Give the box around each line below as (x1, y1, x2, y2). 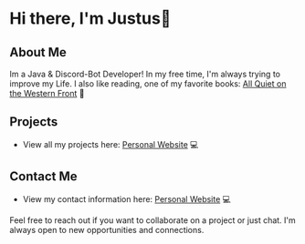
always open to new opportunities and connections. (9, 224, 205, 235)
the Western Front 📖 (9, 88, 85, 98)
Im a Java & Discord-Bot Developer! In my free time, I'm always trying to (9, 68, 281, 79)
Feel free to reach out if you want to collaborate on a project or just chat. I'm (9, 214, 297, 226)
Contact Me (9, 168, 78, 185)
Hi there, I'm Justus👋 (9, 8, 172, 29)
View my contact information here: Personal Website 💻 (22, 193, 231, 204)
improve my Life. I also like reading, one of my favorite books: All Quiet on (9, 78, 287, 89)
